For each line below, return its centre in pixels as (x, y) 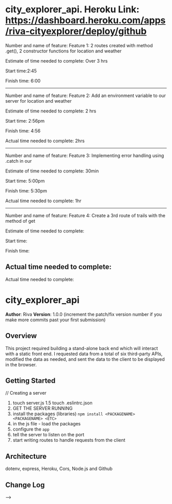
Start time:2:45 (21, 71)
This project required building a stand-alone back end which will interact (82, 348)
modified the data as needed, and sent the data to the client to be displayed (85, 359)
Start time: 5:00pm (25, 181)
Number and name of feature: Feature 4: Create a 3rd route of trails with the (85, 215)
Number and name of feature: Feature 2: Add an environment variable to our (86, 95)
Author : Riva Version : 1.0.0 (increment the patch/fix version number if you (84, 314)
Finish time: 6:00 (23, 81)
